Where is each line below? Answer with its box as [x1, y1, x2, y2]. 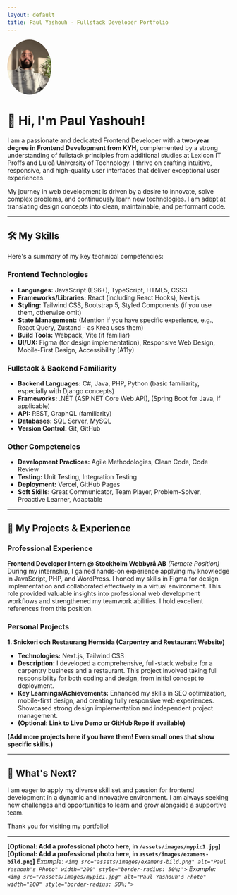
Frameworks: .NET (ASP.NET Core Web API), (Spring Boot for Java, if [17, 395, 221, 403]
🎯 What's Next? [7, 767, 78, 779]
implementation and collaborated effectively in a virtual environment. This [7, 582, 221, 590]
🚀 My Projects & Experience [7, 522, 132, 534]
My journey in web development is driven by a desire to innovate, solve [7, 187, 214, 195]
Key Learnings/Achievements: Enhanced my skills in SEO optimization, [17, 689, 226, 698]
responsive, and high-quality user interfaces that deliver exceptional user [7, 166, 220, 174]
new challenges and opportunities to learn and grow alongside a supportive [7, 801, 227, 810]
